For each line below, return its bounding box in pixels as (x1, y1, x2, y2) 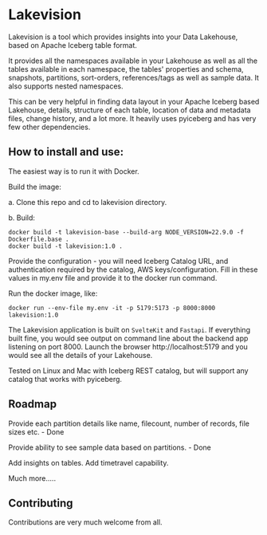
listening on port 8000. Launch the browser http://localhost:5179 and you (8, 341, 249, 352)
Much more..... (8, 473, 57, 483)
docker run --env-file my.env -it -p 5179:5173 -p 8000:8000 (8, 304, 216, 312)
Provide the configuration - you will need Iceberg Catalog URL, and (8, 256, 229, 266)
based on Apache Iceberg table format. (8, 40, 138, 49)
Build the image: (8, 182, 61, 191)
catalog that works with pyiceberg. (8, 374, 122, 384)
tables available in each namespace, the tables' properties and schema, (8, 64, 245, 73)
